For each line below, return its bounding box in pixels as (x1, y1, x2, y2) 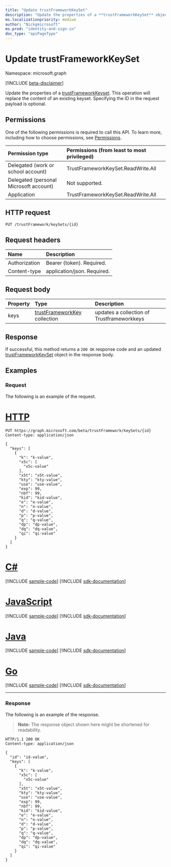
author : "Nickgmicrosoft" (5, 21, 60, 27)
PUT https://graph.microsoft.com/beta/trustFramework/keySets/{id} (5, 428, 152, 433)
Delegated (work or (8, 161, 54, 168)
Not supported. (66, 179, 103, 186)
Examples (5, 366, 37, 375)
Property (8, 300, 30, 307)
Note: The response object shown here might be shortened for (17, 721, 150, 728)
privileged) (66, 153, 94, 160)
